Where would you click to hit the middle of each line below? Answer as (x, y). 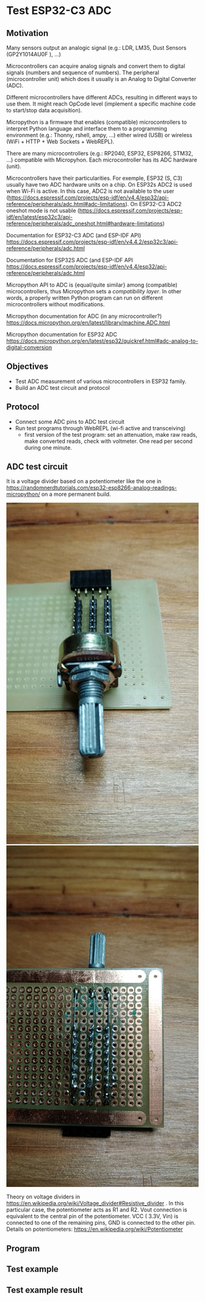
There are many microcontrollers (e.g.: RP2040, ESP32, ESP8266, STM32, (100, 153)
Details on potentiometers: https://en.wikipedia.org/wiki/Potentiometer (95, 1229)
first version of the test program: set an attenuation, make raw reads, (111, 434)
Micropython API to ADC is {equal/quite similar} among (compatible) (92, 285)
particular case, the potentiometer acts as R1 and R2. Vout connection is (97, 1210)
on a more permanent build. (76, 494)
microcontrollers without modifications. (56, 304)
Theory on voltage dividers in (43, 1197)
